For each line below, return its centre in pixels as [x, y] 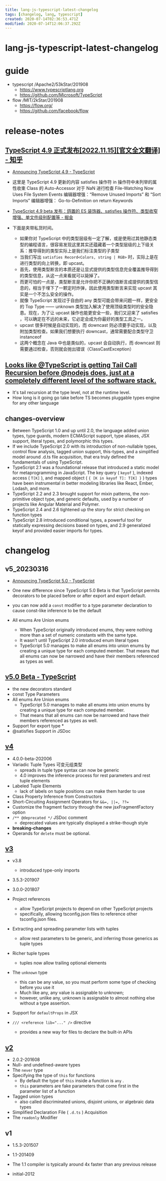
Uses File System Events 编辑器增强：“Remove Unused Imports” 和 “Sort [86, 194]
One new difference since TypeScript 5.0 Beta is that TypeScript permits [86, 590]
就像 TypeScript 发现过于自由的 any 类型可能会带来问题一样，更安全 [89, 300]
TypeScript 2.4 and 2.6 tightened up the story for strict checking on [81, 509]
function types [27, 515]
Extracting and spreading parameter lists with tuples [65, 929]
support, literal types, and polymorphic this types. [63, 441]
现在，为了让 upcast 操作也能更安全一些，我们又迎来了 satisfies [93, 313]
